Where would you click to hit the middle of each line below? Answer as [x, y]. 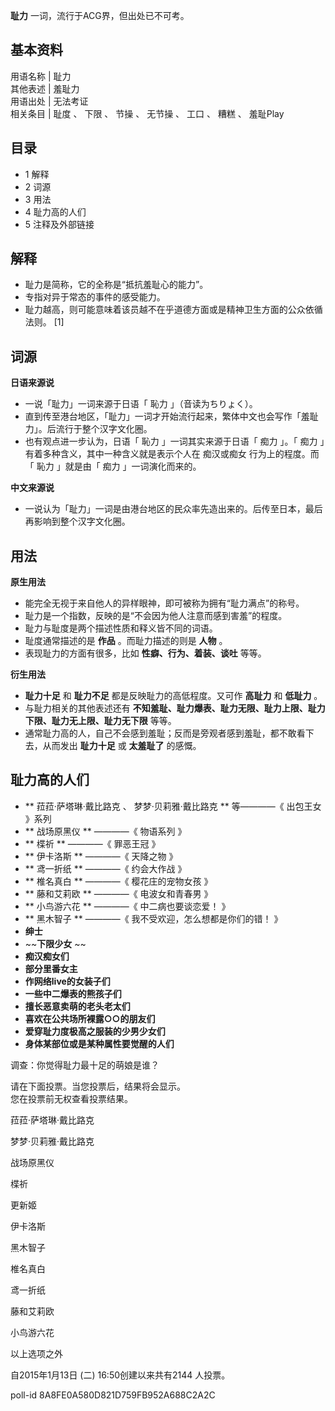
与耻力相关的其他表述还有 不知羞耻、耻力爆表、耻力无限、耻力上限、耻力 [175, 708]
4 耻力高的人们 [55, 211]
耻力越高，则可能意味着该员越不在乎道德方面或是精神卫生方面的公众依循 [173, 310]
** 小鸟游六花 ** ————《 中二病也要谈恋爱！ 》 [127, 906]
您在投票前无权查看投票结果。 [71, 1098]
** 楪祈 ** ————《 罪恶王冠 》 [92, 843]
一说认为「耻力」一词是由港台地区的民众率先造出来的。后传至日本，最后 [173, 509]
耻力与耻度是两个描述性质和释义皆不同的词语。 [121, 628]
